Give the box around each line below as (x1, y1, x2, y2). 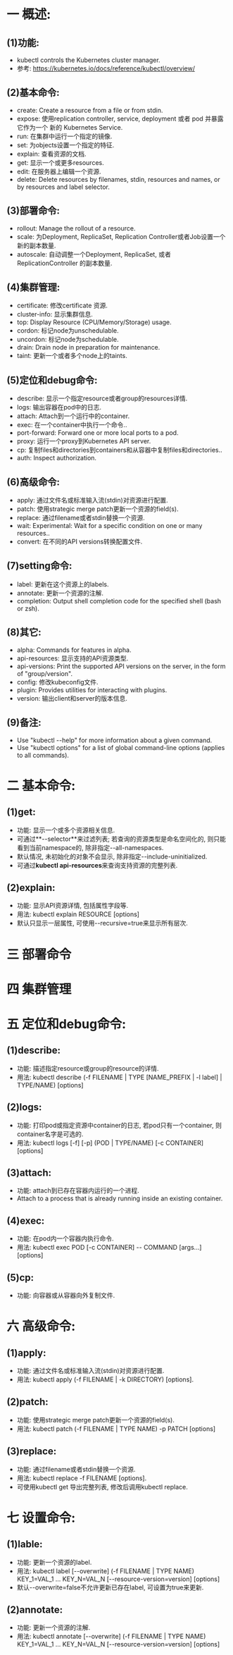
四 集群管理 (6, 981, 72, 997)
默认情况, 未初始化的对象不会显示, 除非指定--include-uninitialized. (16, 852, 208, 861)
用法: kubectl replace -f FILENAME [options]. (16, 1474, 147, 1482)
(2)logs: (6, 1101, 42, 1114)
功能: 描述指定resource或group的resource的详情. (16, 1064, 159, 1072)
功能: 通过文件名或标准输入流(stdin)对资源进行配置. (16, 1366, 165, 1374)
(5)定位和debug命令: (6, 374, 98, 386)
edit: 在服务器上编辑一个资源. (16, 167, 101, 176)
